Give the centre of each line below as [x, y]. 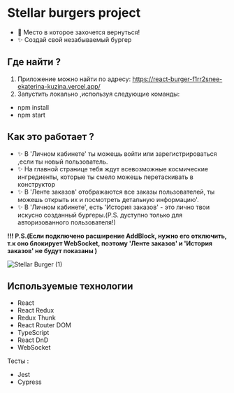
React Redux [36, 310]
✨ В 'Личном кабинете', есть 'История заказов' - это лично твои [114, 207]
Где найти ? [34, 62]
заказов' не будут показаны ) [52, 250]
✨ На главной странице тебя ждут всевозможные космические [112, 169]
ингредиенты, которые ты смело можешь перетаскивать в [105, 177]
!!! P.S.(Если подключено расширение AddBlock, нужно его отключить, [117, 236]
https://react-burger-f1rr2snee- [177, 79]
